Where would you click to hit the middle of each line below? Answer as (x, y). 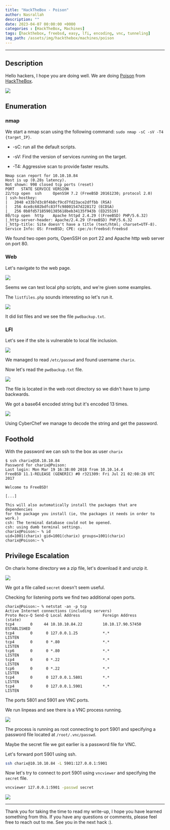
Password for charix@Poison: (36, 465)
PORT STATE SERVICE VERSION (37, 189)
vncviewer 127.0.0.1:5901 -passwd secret (50, 787)
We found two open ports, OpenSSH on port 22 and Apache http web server (85, 238)
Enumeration (26, 107)
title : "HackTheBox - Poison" (37, 10)
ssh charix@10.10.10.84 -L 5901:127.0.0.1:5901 (56, 763)
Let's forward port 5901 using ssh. (41, 754)
